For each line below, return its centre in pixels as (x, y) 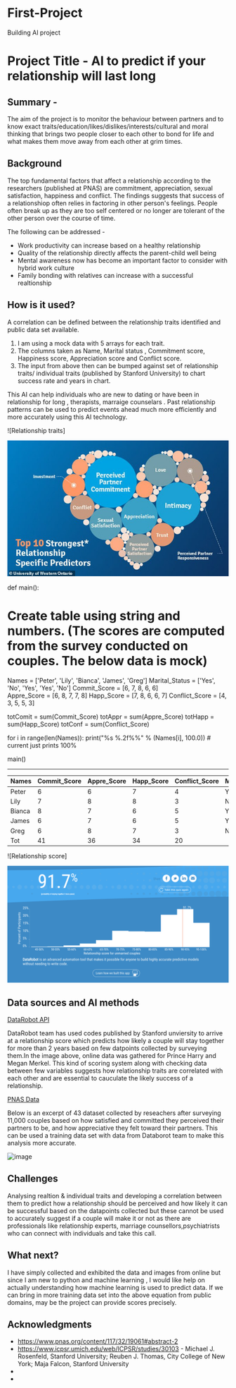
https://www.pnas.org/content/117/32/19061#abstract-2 (98, 1341)
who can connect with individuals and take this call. (82, 1233)
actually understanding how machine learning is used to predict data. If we (115, 1287)
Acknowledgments (50, 1325)
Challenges (33, 1179)
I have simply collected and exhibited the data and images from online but (114, 1272)
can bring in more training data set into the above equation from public (110, 1295)
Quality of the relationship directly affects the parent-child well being (117, 252)
